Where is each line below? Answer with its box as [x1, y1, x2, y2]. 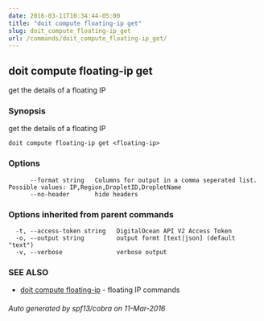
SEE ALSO [8, 266, 49, 278]
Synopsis [8, 105, 46, 117]
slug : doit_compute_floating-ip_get [8, 27, 131, 35]
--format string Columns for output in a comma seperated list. [29, 176, 258, 184]
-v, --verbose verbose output [15, 248, 167, 256]
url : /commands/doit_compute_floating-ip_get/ [8, 34, 167, 43]
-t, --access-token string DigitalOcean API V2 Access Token [15, 227, 232, 235]
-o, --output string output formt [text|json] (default [15, 234, 236, 242]
